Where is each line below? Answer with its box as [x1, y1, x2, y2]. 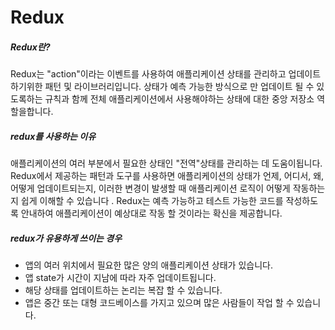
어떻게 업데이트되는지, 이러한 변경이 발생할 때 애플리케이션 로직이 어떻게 [10, 182, 291, 195]
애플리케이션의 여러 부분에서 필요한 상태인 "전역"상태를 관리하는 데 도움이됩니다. [10, 157, 323, 170]
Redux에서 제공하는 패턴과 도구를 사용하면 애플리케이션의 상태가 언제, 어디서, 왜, [10, 170, 325, 182]
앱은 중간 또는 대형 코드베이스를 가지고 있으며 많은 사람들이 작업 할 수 [24, 297, 295, 309]
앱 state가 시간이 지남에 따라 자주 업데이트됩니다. [24, 272, 217, 284]
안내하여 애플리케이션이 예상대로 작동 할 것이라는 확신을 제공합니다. [20, 207, 283, 220]
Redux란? [10, 41, 51, 53]
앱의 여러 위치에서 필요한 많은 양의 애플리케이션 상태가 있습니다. [24, 259, 273, 271]
